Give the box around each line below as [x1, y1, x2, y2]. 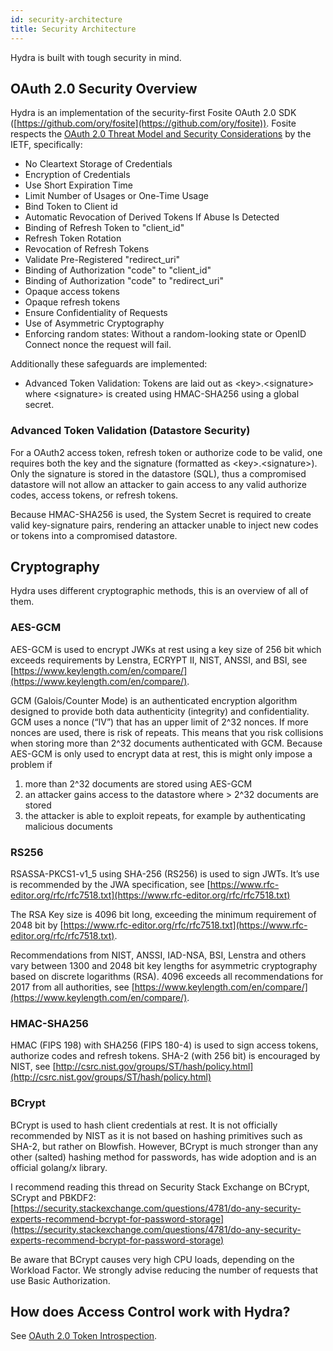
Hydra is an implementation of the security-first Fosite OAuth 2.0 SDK [10, 107, 297, 119]
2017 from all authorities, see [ [10, 981, 135, 993]
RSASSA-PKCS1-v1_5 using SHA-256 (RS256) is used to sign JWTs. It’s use [10, 868, 320, 880]
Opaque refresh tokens [24, 296, 121, 308]
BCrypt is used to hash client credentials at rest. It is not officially [10, 1119, 278, 1131]
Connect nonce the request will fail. [24, 339, 172, 351]
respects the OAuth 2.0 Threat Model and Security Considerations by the [10, 128, 312, 140]
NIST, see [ [10, 1061, 57, 1073]
